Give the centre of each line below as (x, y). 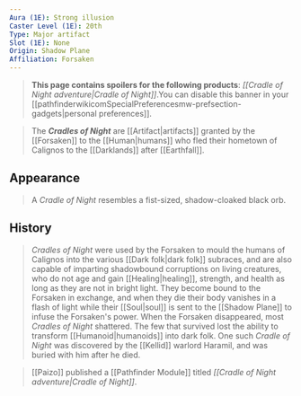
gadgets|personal (64, 114)
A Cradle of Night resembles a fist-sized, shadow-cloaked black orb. (159, 199)
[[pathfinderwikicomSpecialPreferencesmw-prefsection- (136, 104)
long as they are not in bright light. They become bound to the (146, 287)
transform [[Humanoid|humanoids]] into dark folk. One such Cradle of (160, 335)
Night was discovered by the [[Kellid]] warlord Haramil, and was (149, 345)
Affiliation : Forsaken (52, 59)
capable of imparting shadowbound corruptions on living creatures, (156, 268)
